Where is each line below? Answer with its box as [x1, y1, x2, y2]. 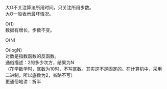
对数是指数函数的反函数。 [5, 53, 59, 59]
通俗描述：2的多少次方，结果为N [5, 60, 75, 65]
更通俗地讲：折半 [5, 78, 41, 84]
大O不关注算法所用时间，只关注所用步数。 [5, 5, 94, 10]
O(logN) [5, 47, 22, 53]
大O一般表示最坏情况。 [5, 11, 54, 17]
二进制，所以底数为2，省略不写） [5, 72, 76, 78]
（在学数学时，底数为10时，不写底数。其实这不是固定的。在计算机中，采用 [5, 66, 162, 72]
